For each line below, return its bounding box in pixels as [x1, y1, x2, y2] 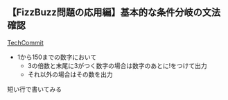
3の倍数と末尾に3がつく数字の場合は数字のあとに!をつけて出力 [27, 61, 207, 69]
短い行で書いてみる [7, 85, 62, 93]
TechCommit [7, 38, 44, 47]
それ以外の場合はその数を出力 [27, 70, 113, 78]
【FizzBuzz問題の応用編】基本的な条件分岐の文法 [7, 6, 221, 19]
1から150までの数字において [17, 53, 97, 61]
